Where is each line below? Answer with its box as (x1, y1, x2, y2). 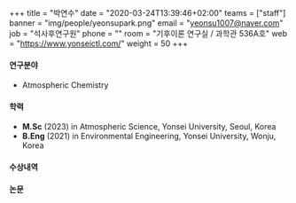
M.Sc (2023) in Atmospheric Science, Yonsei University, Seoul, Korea (21, 121, 277, 132)
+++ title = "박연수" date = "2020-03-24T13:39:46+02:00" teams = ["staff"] (9, 8, 286, 18)
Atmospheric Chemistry (21, 80, 109, 90)
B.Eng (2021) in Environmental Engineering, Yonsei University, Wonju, (21, 131, 277, 142)
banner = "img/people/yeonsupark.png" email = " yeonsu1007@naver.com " (9, 18, 284, 28)
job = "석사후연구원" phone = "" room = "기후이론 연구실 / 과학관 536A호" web (9, 28, 288, 38)
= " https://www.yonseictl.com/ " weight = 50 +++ (9, 38, 189, 49)
